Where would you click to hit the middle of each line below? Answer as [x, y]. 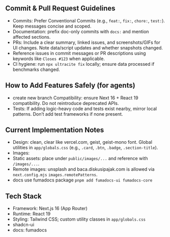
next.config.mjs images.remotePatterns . [55, 175]
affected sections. [32, 37]
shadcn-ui [23, 225]
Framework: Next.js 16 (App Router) [50, 208]
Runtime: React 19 [32, 214]
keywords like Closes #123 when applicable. [59, 59]
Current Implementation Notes [55, 130]
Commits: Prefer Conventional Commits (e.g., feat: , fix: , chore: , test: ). [89, 20]
